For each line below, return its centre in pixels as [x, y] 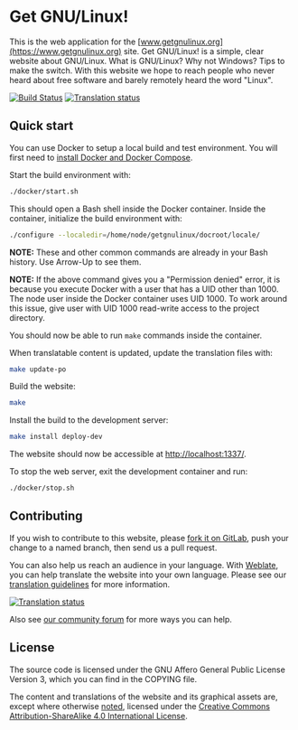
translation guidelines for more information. [90, 584]
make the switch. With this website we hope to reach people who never [142, 70]
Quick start [42, 126]
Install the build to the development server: [89, 420]
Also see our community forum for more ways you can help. [121, 619]
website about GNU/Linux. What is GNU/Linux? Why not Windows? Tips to [147, 61]
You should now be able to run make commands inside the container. [136, 335]
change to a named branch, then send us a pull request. [113, 547]
